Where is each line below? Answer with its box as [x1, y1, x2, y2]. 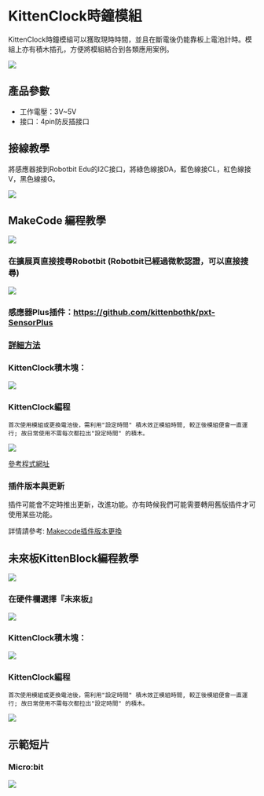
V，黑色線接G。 [8, 174, 60, 183]
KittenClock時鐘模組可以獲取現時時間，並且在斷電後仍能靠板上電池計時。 [8, 35, 246, 44]
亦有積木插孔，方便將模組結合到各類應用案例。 [21, 44, 174, 53]
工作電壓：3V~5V [19, 107, 77, 116]
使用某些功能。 [8, 510, 57, 519]
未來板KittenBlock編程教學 [8, 552, 139, 565]
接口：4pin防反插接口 [19, 116, 90, 126]
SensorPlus [8, 317, 53, 328]
